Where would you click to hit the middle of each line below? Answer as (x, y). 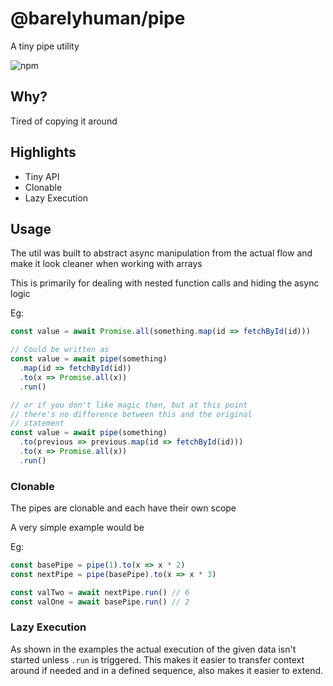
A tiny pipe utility (45, 46)
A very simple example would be (77, 528)
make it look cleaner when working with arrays (106, 264)
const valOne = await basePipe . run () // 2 (100, 602)
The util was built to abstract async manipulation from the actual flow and (161, 253)
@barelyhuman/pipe (98, 18)
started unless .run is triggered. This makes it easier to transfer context (157, 659)
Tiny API (42, 176)
